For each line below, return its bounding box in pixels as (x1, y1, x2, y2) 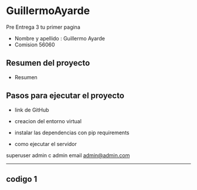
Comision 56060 (14, 41, 55, 48)
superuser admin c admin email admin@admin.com (6, 151, 130, 159)
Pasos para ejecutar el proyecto (6, 91, 125, 101)
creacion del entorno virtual (14, 117, 82, 124)
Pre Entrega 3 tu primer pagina (6, 23, 80, 30)
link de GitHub (14, 106, 49, 113)
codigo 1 (6, 174, 38, 184)
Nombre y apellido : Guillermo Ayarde (14, 35, 106, 42)
